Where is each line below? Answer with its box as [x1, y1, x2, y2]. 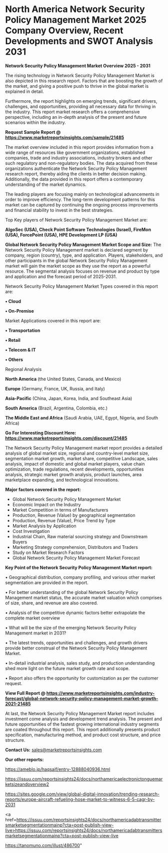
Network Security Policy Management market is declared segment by [5, 247, 148, 253]
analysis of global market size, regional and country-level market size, [5, 450, 149, 456]
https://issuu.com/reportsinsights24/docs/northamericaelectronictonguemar [5, 776, 163, 782]
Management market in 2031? [5, 630, 66, 636]
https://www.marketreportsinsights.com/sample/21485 [5, 134, 124, 140]
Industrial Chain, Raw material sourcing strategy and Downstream [12, 533, 147, 539]
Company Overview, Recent [5, 25, 123, 36]
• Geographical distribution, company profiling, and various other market [5, 574, 155, 580]
